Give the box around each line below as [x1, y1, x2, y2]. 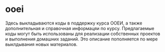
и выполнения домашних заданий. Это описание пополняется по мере [5, 36, 158, 42]
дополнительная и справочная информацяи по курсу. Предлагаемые [5, 25, 154, 31]
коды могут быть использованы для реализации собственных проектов [5, 30, 160, 36]
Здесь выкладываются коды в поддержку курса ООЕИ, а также [5, 20, 142, 26]
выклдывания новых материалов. [5, 41, 78, 47]
